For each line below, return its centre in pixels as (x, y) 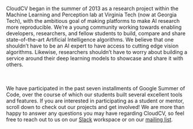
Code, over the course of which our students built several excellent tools (94, 94)
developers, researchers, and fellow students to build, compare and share (96, 33)
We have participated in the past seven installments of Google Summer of (96, 88)
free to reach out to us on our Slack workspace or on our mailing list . (89, 119)
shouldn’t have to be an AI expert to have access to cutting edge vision (92, 46)
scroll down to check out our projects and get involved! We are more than (95, 107)
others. (15, 64)
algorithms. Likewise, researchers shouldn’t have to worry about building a (97, 52)
